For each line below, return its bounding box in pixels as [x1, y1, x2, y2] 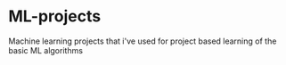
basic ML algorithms [8, 45, 84, 55]
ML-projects [8, 6, 102, 27]
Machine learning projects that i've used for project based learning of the [8, 36, 277, 46]
